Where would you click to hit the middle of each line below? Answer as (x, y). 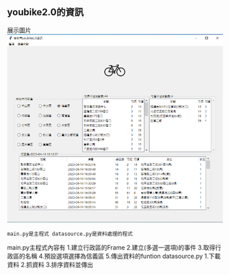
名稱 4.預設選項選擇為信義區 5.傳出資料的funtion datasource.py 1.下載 (123, 256)
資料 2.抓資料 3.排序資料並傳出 (50, 265)
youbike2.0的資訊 (46, 12)
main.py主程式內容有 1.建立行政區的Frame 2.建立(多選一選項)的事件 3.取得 (111, 248)
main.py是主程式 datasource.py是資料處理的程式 (70, 234)
